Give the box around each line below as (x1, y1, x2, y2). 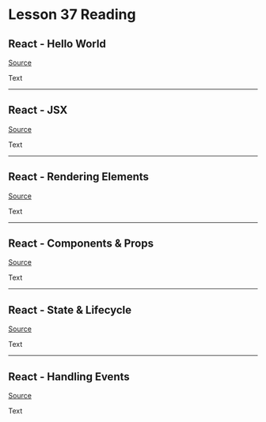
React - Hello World (8, 37, 107, 51)
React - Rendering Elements (8, 170, 149, 183)
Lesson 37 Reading (8, 6, 136, 24)
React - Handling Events (8, 370, 130, 383)
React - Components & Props (8, 237, 154, 251)
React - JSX (8, 104, 68, 117)
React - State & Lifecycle (8, 303, 132, 317)
